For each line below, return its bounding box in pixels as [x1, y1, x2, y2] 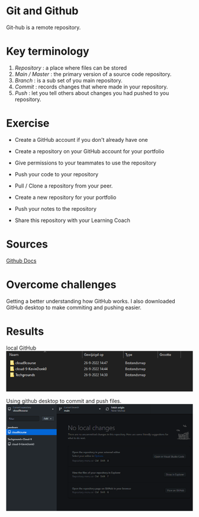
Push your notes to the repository [14, 205, 97, 212]
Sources [6, 237, 49, 250]
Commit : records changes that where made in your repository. [14, 83, 168, 90]
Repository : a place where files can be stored [14, 64, 127, 71]
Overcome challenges [6, 278, 117, 291]
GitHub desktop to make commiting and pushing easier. [6, 304, 142, 311]
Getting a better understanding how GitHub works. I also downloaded [6, 297, 176, 305]
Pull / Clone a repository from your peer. [14, 182, 113, 189]
